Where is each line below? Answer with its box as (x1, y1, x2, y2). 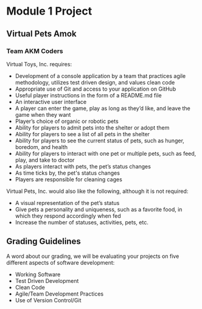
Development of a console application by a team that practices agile (15, 72, 186, 80)
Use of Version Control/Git (15, 296, 82, 304)
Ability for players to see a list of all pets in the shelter (15, 130, 150, 137)
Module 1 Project (6, 4, 92, 18)
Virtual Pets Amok (6, 29, 77, 39)
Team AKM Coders (6, 47, 63, 55)
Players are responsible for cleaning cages (15, 175, 123, 183)
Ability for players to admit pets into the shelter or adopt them (15, 123, 170, 131)
